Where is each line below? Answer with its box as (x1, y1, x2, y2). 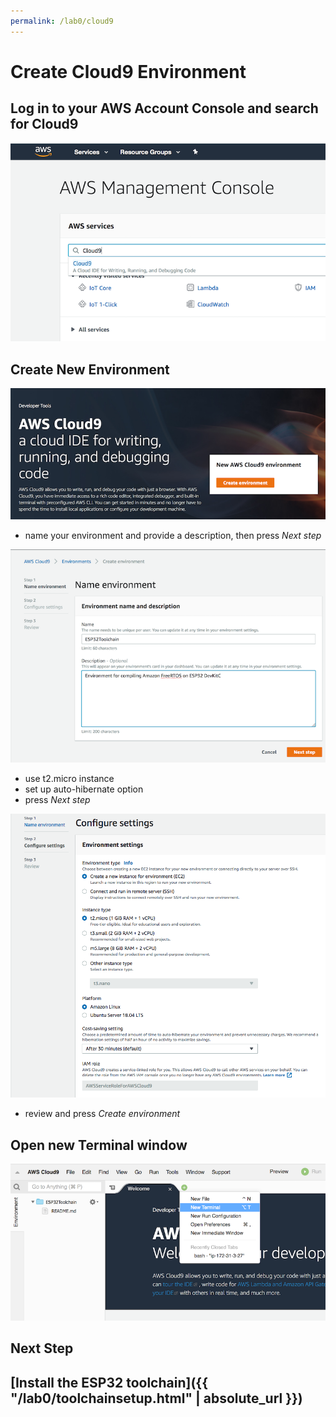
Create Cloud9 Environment (10, 60, 247, 83)
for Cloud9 (10, 116, 79, 133)
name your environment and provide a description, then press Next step (24, 529, 322, 541)
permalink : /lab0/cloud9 (10, 16, 114, 26)
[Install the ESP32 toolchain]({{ (10, 1374, 208, 1391)
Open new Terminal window (10, 1136, 188, 1154)
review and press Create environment (24, 1108, 181, 1120)
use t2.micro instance (24, 773, 115, 785)
